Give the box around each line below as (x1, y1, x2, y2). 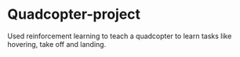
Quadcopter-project (7, 5, 141, 23)
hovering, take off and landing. (7, 39, 107, 48)
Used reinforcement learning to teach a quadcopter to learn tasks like (7, 31, 232, 41)
